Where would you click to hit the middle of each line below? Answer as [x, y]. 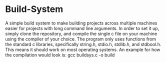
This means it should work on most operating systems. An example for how [83, 49]
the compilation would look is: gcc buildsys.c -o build [60, 55]
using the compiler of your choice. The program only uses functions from [81, 39]
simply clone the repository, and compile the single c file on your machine [81, 33]
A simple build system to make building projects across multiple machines [81, 23]
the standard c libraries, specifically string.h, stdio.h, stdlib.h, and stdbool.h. [83, 44]
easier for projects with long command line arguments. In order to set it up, [82, 28]
